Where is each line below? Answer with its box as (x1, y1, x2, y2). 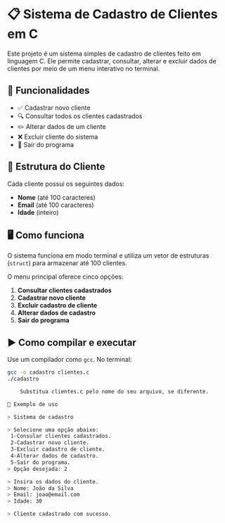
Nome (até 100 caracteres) (17, 193, 96, 201)
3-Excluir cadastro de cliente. (10, 446, 105, 453)
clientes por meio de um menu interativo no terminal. (7, 64, 160, 73)
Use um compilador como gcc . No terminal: (7, 355, 132, 364)
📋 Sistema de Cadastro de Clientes (7, 6, 218, 23)
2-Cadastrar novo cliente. (10, 439, 90, 446)
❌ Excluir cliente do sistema (17, 132, 98, 141)
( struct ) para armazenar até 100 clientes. (7, 259, 128, 267)
